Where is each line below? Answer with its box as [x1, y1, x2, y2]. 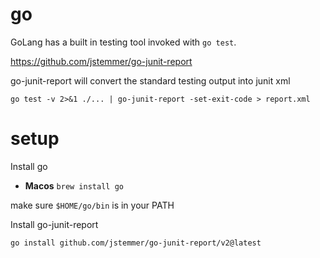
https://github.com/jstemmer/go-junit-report [10, 55, 193, 67]
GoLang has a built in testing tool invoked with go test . [10, 36, 237, 48]
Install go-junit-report [10, 218, 99, 230]
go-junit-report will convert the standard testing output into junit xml [10, 74, 291, 87]
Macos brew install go [24, 179, 124, 192]
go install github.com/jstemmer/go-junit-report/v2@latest [10, 238, 262, 248]
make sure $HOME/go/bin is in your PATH [10, 199, 175, 211]
